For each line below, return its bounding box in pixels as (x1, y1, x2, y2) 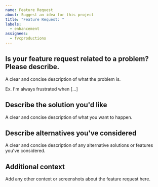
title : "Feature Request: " (5, 17, 65, 22)
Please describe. (5, 63, 60, 71)
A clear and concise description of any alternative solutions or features (5, 142, 153, 148)
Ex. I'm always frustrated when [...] (5, 86, 78, 92)
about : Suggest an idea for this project (5, 12, 94, 17)
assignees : (5, 31, 28, 36)
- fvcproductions (10, 36, 47, 41)
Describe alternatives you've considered (5, 129, 137, 137)
